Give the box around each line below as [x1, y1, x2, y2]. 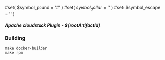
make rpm [5, 50, 23, 55]
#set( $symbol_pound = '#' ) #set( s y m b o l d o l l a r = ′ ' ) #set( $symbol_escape [5, 5, 161, 12]
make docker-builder [5, 46, 48, 51]
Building [5, 34, 26, 41]
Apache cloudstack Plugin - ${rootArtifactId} [5, 22, 101, 28]
